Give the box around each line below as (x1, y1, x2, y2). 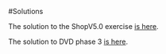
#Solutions (8, 7, 44, 16)
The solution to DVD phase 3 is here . (8, 37, 129, 46)
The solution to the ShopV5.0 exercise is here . (8, 22, 159, 31)
